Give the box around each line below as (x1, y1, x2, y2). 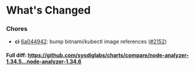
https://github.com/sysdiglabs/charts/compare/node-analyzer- (27, 51, 189, 59)
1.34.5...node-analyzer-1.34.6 (6, 58, 82, 65)
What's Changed (6, 4, 91, 17)
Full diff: (6, 51, 27, 59)
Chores (6, 25, 28, 33)
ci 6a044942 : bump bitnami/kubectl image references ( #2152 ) (14, 38, 167, 45)
